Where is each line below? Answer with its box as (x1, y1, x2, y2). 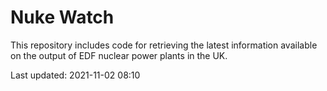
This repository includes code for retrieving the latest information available (10, 39, 318, 51)
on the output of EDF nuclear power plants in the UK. (10, 49, 228, 61)
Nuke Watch (10, 6, 115, 29)
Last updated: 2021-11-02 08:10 (10, 69, 141, 81)
